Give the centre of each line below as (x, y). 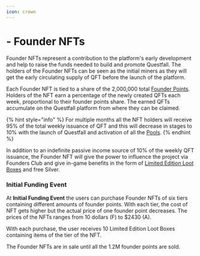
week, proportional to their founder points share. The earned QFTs (88, 101)
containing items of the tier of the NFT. (54, 235)
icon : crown (21, 12)
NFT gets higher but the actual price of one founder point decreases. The (97, 210)
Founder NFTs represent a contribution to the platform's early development (99, 58)
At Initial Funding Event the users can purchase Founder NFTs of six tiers (97, 198)
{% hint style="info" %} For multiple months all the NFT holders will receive (99, 119)
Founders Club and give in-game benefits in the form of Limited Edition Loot (100, 163)
